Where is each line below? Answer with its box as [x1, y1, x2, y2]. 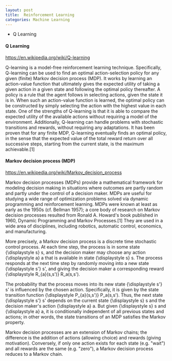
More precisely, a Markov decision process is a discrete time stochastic [5, 238, 157, 244]
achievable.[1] [5, 146, 35, 152]
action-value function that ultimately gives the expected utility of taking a [5, 81, 160, 87]
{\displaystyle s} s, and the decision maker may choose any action [5, 249, 146, 255]
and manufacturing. [5, 228, 47, 234]
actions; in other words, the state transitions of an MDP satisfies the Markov [5, 314, 166, 320]
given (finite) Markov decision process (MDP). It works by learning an [5, 75, 152, 81]
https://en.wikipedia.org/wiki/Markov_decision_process [5, 169, 122, 175]
